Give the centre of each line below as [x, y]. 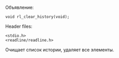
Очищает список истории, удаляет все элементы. [60, 50]
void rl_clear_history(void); [38, 17]
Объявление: [20, 7]
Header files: [19, 26]
